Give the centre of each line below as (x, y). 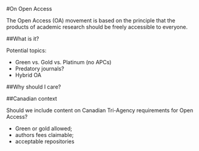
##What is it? (23, 39)
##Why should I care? (34, 87)
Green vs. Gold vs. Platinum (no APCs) (63, 62)
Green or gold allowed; (44, 129)
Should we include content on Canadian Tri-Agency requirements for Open (100, 110)
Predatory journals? (40, 69)
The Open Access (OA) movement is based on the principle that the (91, 20)
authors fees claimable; (44, 135)
